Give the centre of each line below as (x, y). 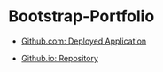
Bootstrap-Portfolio (81, 16)
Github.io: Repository (60, 58)
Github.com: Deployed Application (84, 41)
